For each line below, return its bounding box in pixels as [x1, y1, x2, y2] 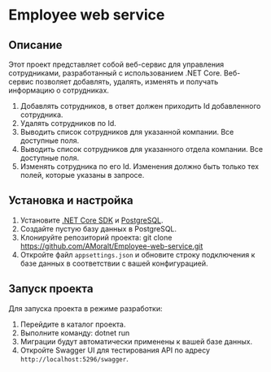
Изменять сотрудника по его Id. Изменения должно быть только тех [20, 162, 259, 171]
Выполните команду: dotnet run [20, 327, 130, 338]
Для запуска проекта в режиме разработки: [8, 303, 163, 314]
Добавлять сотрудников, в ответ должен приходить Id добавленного [20, 102, 261, 110]
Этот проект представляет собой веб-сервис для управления [8, 59, 225, 69]
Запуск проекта [8, 282, 94, 296]
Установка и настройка [8, 193, 133, 208]
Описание [8, 38, 63, 52]
